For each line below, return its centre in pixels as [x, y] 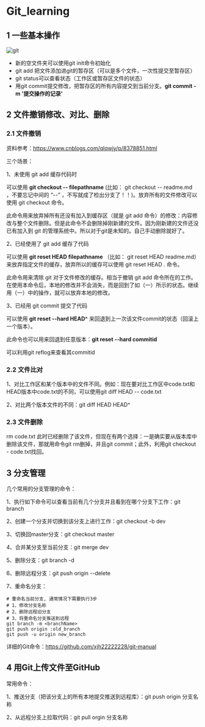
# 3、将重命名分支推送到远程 [38, 619]
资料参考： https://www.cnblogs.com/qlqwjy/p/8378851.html [82, 148]
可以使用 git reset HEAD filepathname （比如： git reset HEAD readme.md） [102, 256]
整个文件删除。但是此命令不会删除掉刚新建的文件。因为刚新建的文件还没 [108, 223]
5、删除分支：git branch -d [41, 560]
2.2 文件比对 [25, 369]
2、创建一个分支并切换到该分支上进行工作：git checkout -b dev [86, 522]
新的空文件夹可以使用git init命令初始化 [63, 63]
